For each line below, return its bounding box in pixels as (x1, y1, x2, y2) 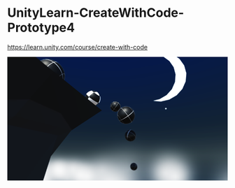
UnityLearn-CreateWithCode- (7, 5, 185, 21)
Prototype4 (7, 20, 76, 36)
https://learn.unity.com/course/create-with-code (7, 43, 148, 51)
